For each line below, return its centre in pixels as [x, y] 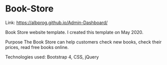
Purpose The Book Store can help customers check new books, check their [83, 42]
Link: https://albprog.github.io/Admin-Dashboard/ [57, 22]
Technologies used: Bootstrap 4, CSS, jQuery [52, 57]
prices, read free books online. [37, 47]
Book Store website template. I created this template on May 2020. [74, 32]
